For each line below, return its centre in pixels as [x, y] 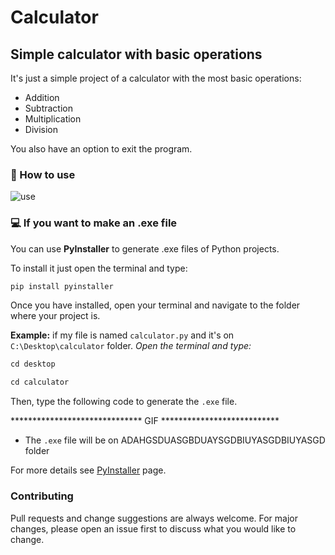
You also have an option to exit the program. [101, 149]
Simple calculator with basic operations [136, 54]
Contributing [42, 496]
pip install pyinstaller [62, 286]
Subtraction [48, 108]
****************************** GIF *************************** [145, 421]
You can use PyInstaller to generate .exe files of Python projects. [145, 248]
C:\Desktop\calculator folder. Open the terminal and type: [131, 346]
